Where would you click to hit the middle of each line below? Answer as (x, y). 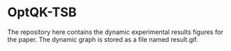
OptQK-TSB (42, 12)
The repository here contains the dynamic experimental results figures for (116, 32)
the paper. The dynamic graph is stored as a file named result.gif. (103, 39)
